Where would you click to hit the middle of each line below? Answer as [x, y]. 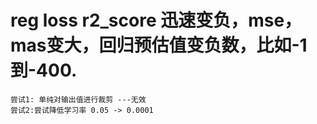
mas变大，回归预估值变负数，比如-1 [159, 45]
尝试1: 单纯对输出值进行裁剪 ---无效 [78, 99]
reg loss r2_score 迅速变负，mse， [156, 20]
